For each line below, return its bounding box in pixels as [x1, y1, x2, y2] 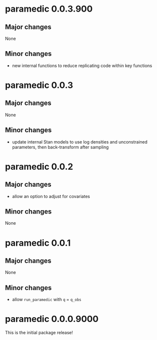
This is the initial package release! [5, 330, 73, 336]
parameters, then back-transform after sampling [12, 144, 109, 150]
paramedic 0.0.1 [5, 237, 71, 249]
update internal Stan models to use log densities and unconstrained [12, 139, 148, 144]
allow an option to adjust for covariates [12, 193, 90, 199]
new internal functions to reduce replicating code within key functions [12, 62, 152, 69]
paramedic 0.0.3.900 [5, 3, 93, 15]
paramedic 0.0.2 [5, 161, 73, 172]
